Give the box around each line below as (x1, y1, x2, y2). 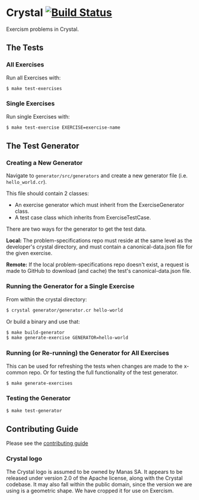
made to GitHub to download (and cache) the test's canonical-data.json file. (6, 267, 191, 275)
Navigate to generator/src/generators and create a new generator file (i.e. (6, 172, 188, 179)
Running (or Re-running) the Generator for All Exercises (6, 349, 169, 357)
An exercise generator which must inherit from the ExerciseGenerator (14, 202, 185, 209)
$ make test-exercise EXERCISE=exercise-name (6, 125, 120, 130)
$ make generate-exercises (6, 380, 73, 386)
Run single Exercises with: (6, 113, 70, 120)
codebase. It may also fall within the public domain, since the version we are (6, 480, 192, 488)
